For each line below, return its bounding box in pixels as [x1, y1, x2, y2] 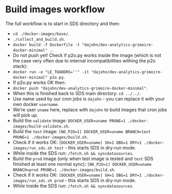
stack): [12, 63, 28, 69]
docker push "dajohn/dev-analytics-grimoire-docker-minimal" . [12, 84, 148, 91]
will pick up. [12, 112, 39, 118]
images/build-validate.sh [12, 124, 68, 129]
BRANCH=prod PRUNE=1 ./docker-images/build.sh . [12, 166, 116, 173]
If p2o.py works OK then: [12, 79, 66, 85]
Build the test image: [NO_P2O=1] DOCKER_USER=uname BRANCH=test [12, 128, 151, 134]
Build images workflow [5, 4, 105, 15]
